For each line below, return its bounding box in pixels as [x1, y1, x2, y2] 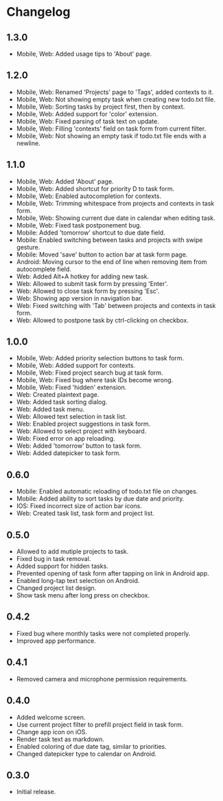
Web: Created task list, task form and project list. [16, 509, 155, 518]
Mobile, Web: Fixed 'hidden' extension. [16, 383, 127, 392]
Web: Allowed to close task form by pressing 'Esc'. [16, 287, 160, 295]
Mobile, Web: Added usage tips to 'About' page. [16, 50, 152, 58]
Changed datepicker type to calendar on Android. [16, 749, 157, 758]
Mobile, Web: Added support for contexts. [16, 362, 135, 370]
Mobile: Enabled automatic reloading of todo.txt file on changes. [16, 487, 198, 496]
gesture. [16, 243, 40, 251]
